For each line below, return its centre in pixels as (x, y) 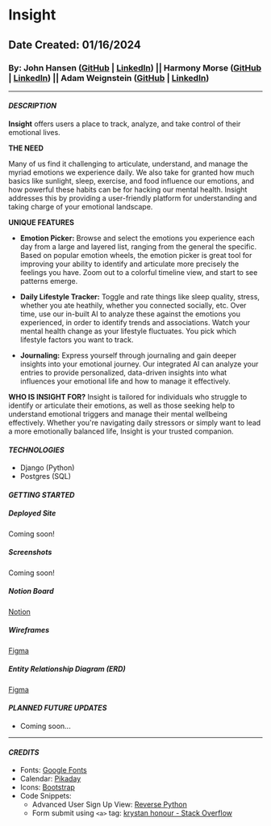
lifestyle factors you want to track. (77, 340)
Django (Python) (47, 468)
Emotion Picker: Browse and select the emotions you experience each (138, 238)
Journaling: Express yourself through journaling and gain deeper (128, 356)
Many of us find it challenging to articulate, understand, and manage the (128, 164)
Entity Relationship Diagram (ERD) (67, 669)
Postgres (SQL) (45, 477)
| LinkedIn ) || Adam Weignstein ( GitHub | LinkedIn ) (109, 78)
